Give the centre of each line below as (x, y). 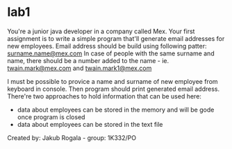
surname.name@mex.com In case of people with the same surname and (111, 53)
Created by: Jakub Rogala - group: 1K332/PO (72, 138)
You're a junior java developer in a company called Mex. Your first (101, 31)
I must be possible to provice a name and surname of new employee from (113, 81)
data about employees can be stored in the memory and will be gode (116, 109)
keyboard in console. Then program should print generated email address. (114, 89)
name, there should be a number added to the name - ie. (88, 60)
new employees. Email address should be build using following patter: (107, 46)
